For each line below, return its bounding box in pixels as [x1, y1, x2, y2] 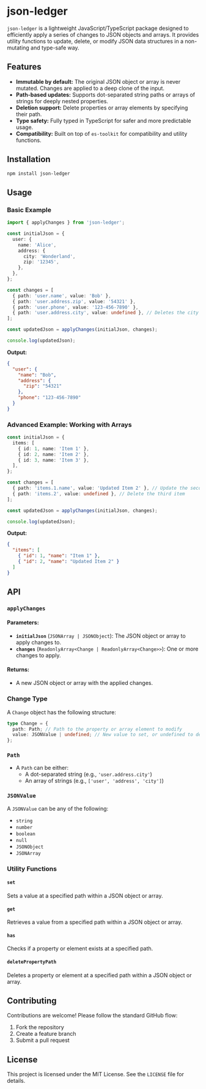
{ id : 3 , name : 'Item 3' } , [18, 457, 89, 463]
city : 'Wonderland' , [23, 253, 76, 259]
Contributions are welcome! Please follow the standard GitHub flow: [7, 1012, 178, 1019]
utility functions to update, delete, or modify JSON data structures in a [7, 37, 184, 45]
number [15, 824, 33, 830]
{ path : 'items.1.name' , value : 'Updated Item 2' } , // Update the [12, 485, 188, 492]
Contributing [7, 995, 57, 1006]
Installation [7, 154, 51, 164]
